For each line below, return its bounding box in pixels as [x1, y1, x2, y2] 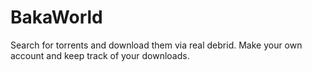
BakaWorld [10, 6, 103, 29]
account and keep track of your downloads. [10, 49, 190, 61]
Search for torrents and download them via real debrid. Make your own [10, 39, 303, 51]
